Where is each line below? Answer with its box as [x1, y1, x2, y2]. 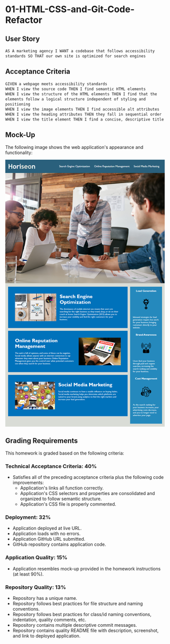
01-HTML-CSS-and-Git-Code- [5, 4, 135, 15]
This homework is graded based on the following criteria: [5, 450, 124, 456]
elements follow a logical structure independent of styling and [5, 96, 146, 102]
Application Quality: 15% [5, 554, 68, 561]
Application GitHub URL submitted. [12, 536, 86, 542]
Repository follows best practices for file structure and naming [12, 600, 143, 607]
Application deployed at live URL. [12, 525, 82, 532]
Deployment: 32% [5, 513, 51, 520]
